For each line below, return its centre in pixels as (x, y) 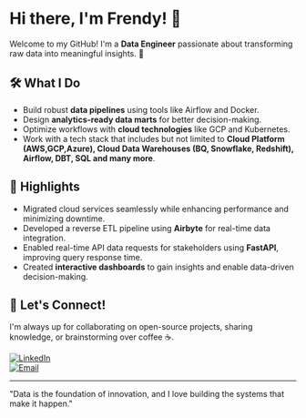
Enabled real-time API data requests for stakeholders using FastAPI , (151, 247)
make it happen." (41, 403)
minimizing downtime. (64, 219)
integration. (44, 238)
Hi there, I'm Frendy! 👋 (96, 19)
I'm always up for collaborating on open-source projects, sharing (131, 327)
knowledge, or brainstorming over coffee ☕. (92, 337)
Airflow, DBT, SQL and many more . (89, 158)
